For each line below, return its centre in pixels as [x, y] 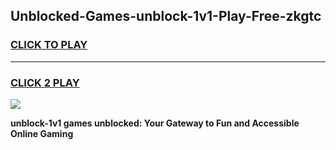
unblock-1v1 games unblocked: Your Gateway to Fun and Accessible [155, 123]
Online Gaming [42, 133]
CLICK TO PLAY [49, 45]
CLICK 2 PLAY [45, 82]
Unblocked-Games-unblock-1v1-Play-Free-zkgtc [166, 16]
